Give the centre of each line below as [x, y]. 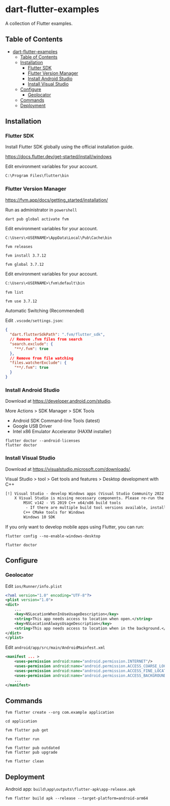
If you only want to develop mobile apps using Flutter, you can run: [75, 527]
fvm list [14, 293]
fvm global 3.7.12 [25, 265]
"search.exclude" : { [31, 344]
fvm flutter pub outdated [32, 748]
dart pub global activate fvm [37, 219]
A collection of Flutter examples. [39, 23]
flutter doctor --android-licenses [43, 441]
